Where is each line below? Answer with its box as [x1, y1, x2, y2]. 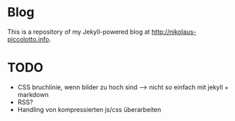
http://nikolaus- [151, 27, 196, 36]
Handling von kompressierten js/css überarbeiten [17, 105, 162, 113]
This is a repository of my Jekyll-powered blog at [7, 27, 150, 36]
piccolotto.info [7, 34, 49, 43]
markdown [17, 90, 49, 98]
